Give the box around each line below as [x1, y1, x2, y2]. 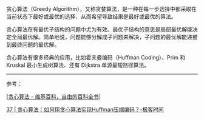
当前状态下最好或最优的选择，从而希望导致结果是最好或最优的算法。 [6, 13, 177, 20]
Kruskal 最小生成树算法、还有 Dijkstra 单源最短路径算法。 [6, 61, 150, 69]
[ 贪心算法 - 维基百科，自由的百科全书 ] [6, 93, 101, 100]
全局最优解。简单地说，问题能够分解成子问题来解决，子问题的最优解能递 [11, 33, 192, 41]
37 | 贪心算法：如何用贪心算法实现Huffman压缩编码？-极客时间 [6, 106, 164, 113]
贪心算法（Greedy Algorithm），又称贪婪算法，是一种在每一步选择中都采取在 [6, 5, 197, 12]
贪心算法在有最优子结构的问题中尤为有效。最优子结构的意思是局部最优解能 [6, 26, 192, 33]
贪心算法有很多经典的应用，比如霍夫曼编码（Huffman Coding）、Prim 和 [6, 54, 186, 61]
